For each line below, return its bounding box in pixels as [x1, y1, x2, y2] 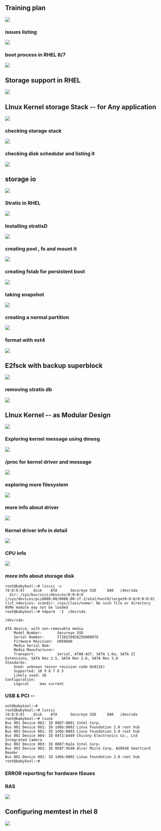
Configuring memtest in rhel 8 [5, 808, 98, 816]
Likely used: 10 [14, 673, 47, 678]
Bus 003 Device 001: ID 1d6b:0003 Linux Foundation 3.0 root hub [5, 729, 140, 734]
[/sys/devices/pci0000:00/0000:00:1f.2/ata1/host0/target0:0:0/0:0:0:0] [5, 596, 155, 601]
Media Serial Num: [14, 643, 51, 648]
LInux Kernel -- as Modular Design [5, 411, 111, 419]
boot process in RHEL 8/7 [5, 51, 66, 58]
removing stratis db [5, 386, 52, 393]
